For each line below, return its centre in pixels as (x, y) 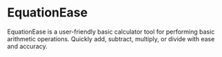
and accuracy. (27, 46)
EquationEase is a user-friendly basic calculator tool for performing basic (111, 32)
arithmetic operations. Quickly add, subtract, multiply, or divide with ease (111, 38)
